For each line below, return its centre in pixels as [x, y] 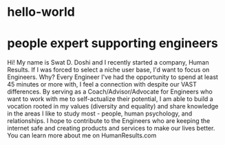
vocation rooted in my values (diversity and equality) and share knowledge [113, 107]
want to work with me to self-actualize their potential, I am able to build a [110, 99]
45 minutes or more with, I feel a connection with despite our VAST [102, 85]
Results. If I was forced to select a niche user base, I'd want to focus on [108, 70]
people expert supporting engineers [112, 44]
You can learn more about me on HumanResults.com [82, 135]
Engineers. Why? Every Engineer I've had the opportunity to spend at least [113, 77]
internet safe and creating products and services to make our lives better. [111, 129]
